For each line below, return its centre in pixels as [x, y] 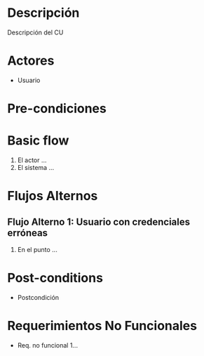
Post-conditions [55, 278]
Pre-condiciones [57, 108]
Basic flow [38, 141]
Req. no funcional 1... [48, 345]
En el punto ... [37, 250]
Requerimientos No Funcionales [102, 326]
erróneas [27, 233]
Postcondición [38, 297]
